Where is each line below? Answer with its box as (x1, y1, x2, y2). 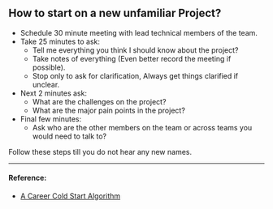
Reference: (8, 173, 47, 183)
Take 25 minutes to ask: (19, 36, 100, 46)
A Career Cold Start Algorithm (19, 191, 121, 201)
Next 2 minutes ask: (19, 88, 88, 98)
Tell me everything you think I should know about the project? (32, 45, 239, 55)
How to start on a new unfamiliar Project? (8, 6, 222, 20)
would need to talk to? (32, 131, 107, 141)
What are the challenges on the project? (32, 96, 167, 106)
